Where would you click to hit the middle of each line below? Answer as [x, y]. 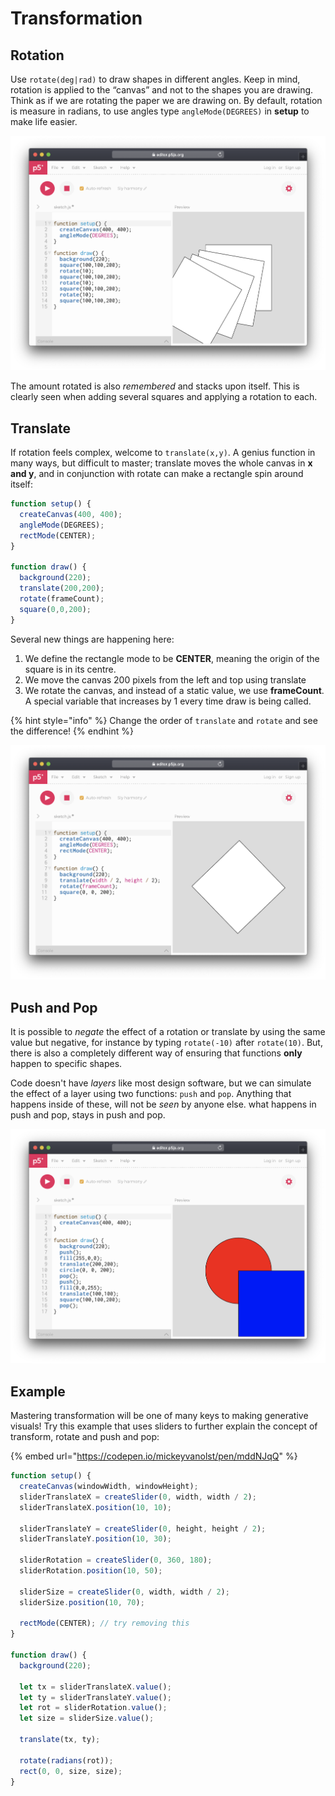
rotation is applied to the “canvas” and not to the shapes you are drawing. [162, 90]
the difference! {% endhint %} [72, 731]
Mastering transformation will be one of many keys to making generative [159, 1416]
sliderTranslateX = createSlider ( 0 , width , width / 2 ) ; [138, 1497]
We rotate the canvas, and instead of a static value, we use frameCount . [174, 690]
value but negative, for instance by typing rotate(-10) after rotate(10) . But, [166, 1042]
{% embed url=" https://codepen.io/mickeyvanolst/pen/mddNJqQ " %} [154, 1456]
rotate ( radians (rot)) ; [66, 1760]
